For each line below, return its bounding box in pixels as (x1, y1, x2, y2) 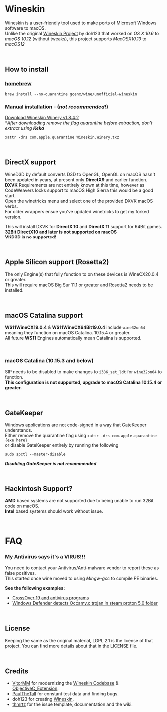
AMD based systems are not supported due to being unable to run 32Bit (5, 498, 154, 504)
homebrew (5, 80, 32, 87)
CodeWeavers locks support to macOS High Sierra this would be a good (5, 187, 154, 193)
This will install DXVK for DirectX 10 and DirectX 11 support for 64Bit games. (5, 223, 162, 229)
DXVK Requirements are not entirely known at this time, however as (5, 182, 145, 188)
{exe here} (5, 438, 28, 443)
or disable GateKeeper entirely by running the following (5, 442, 119, 448)
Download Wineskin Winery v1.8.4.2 (5, 114, 79, 120)
